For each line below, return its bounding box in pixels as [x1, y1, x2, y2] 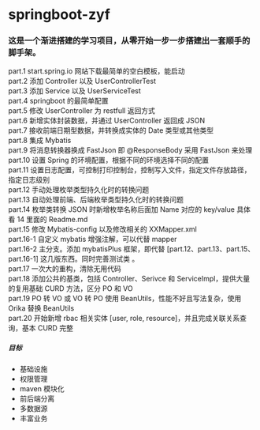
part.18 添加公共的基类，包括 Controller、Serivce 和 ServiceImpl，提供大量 [8, 274, 251, 284]
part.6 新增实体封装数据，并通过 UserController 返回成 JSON [8, 116, 206, 126]
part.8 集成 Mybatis [8, 136, 72, 145]
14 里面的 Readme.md [17, 215, 88, 224]
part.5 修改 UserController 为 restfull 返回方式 [8, 106, 155, 115]
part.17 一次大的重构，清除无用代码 [8, 264, 122, 273]
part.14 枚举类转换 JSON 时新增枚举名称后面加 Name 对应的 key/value [8, 205, 235, 214]
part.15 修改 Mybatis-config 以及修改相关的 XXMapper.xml [8, 224, 197, 234]
